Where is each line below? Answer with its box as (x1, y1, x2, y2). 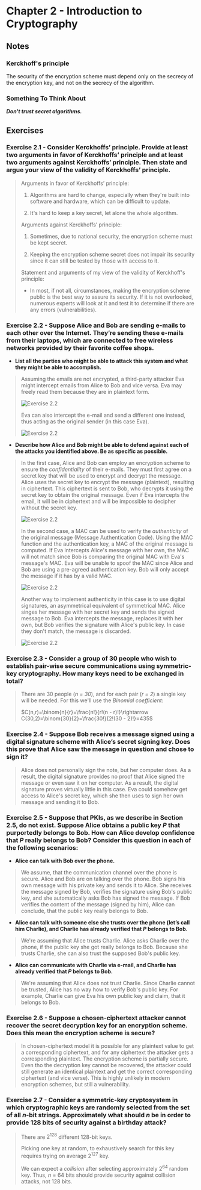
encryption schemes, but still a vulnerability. (20, 1081, 130, 1088)
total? (6, 677, 24, 685)
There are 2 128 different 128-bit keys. (20, 1132, 113, 1141)
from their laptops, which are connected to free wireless (6, 336, 173, 344)
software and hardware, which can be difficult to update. (29, 198, 170, 205)
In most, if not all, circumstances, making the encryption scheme (29, 287, 190, 294)
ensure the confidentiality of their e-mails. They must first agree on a (20, 466, 192, 473)
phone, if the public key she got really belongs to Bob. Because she (20, 944, 188, 951)
